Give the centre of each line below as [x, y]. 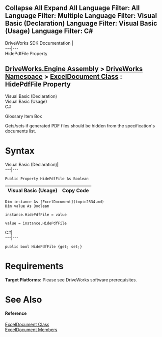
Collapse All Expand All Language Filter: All [72, 8]
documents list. [21, 131]
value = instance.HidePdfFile [36, 223]
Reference [16, 313]
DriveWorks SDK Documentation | [39, 43]
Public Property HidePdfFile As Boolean [47, 179]
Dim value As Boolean [27, 206]
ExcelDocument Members [31, 330]
